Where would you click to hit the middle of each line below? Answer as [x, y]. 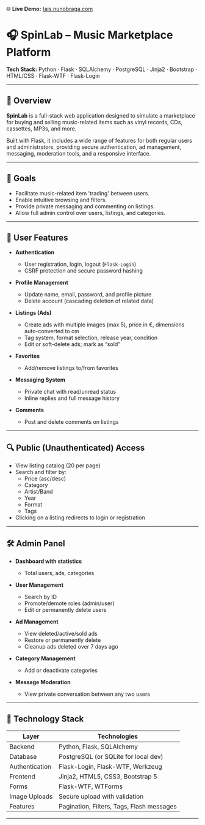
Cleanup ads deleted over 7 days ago [71, 646]
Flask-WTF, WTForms [91, 786]
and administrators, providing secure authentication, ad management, [94, 147]
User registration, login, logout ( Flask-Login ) [80, 264]
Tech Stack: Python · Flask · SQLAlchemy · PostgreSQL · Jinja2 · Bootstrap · [102, 69]
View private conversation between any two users [87, 694]
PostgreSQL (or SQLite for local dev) [111, 756]
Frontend [22, 776]
